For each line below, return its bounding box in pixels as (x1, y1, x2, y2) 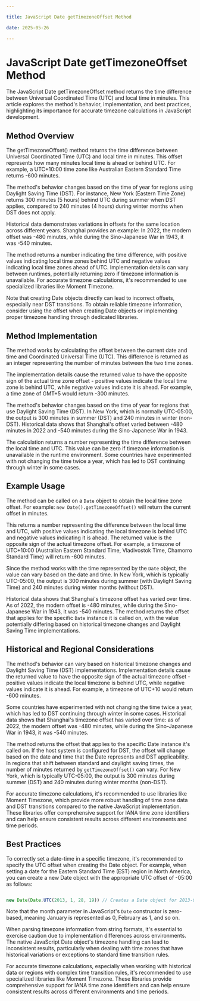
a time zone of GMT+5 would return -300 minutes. (6, 390, 130, 397)
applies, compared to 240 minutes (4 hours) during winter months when (6, 202, 183, 210)
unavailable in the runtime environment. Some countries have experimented (6, 452, 192, 459)
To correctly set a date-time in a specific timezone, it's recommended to (6, 855, 183, 862)
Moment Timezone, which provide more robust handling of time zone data (6, 796, 188, 803)
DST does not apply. (6, 209, 57, 216)
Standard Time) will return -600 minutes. (6, 553, 106, 560)
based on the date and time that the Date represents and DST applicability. (6, 753, 189, 760)
